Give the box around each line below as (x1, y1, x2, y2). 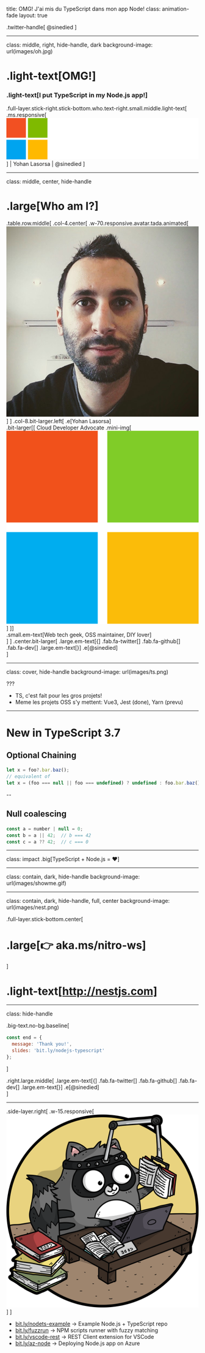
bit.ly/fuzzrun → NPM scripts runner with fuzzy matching (15, 1326, 159, 1334)
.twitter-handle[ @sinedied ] (6, 24, 77, 31)
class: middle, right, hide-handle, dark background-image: (6, 41, 153, 48)
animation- (162, 6, 189, 12)
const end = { (6, 1035, 43, 1041)
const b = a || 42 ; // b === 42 (6, 832, 92, 839)
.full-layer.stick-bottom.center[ (6, 916, 84, 923)
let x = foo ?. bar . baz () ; (6, 767, 70, 774)
